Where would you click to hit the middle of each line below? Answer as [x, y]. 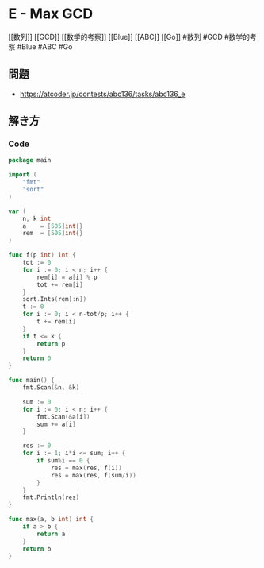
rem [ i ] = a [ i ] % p [67, 277]
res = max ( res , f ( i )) [86, 468]
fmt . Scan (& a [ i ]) [63, 417]
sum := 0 [37, 402]
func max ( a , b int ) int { [51, 520]
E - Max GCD [51, 14]
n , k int [37, 218]
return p [51, 344]
